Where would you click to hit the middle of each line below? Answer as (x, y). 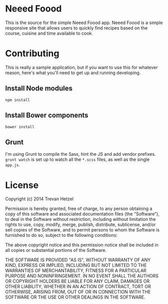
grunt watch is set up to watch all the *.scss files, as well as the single (77, 160)
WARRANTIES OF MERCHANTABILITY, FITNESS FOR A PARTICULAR (76, 270)
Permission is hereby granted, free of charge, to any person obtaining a (79, 209)
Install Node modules (39, 88)
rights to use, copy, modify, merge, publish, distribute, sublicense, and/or (80, 225)
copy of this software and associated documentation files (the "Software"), (82, 214)
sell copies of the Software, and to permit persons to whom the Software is (82, 230)
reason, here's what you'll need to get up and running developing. (73, 73)
